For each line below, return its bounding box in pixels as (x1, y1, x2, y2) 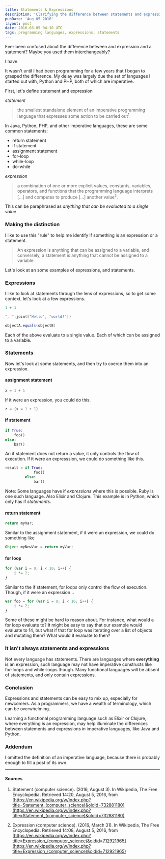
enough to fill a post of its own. (5, 760, 68, 766)
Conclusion (5, 684, 33, 691)
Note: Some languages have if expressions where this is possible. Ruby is (5, 488, 154, 494)
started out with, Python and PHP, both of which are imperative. (5, 78, 134, 84)
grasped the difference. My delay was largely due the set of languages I (5, 73, 151, 79)
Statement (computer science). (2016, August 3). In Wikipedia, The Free (12, 787, 158, 793)
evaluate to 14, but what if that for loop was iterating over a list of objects (5, 628, 152, 633)
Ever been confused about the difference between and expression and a (5, 44, 152, 49)
